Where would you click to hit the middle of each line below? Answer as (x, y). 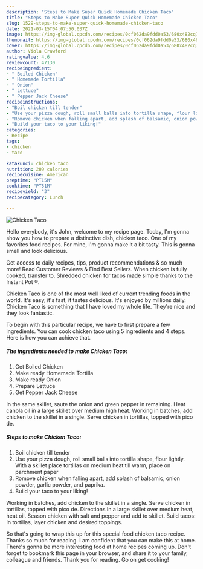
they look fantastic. (30, 313)
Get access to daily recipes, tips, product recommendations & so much (95, 262)
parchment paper (37, 472)
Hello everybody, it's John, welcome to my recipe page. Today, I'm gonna (98, 231)
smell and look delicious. (37, 251)
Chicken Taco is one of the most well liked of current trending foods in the (98, 294)
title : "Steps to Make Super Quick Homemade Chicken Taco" (82, 18)
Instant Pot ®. (23, 281)
